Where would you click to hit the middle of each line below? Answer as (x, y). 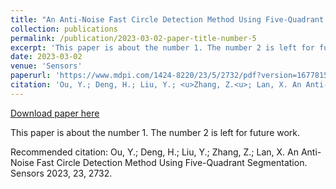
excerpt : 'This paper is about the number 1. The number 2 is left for (162, 47)
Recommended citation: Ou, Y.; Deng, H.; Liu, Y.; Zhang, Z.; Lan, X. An (154, 152)
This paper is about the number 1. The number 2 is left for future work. (155, 132)
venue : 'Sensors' (46, 66)
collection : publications (64, 29)
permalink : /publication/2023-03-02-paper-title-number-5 (133, 38)
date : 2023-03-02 (46, 57)
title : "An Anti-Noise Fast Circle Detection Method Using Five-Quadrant (167, 19)
